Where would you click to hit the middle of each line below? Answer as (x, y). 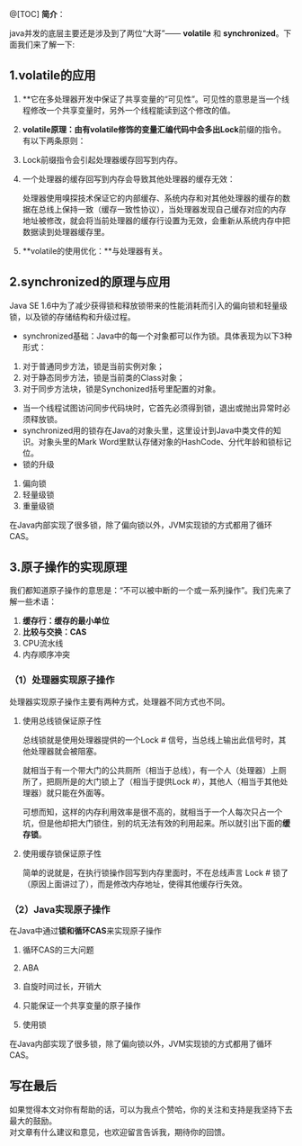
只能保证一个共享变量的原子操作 (81, 1006)
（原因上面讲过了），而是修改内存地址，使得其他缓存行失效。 (134, 884)
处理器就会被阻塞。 (66, 751)
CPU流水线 (43, 644)
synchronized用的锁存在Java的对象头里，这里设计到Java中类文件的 (148, 430)
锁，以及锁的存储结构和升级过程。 (72, 316)
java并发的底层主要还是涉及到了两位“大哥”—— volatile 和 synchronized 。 (147, 33)
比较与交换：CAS (54, 632)
